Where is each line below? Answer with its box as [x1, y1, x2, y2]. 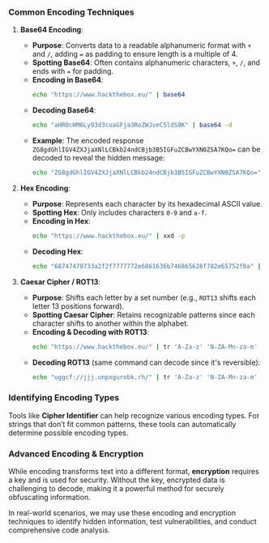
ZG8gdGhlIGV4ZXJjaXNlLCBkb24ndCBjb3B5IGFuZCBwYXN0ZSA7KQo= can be [32, 144, 261, 154]
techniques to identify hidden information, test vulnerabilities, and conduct [8, 517, 257, 527]
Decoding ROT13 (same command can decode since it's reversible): [32, 357, 261, 367]
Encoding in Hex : [32, 216, 91, 225]
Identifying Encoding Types [8, 392, 120, 404]
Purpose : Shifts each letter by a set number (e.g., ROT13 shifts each [32, 293, 257, 302]
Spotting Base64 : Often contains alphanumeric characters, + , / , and [32, 58, 261, 67]
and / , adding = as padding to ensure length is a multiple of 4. [32, 49, 238, 59]
